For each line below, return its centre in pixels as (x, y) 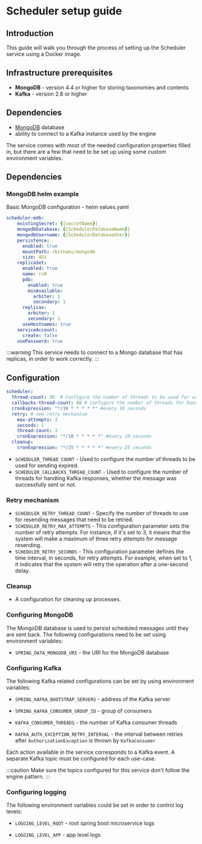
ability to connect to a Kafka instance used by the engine (85, 133)
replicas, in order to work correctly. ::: (53, 359)
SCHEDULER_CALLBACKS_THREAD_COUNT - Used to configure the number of (101, 472)
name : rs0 (34, 274)
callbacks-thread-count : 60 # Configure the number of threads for (98, 403)
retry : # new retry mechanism (49, 414)
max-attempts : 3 (38, 420)
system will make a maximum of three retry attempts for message (96, 539)
